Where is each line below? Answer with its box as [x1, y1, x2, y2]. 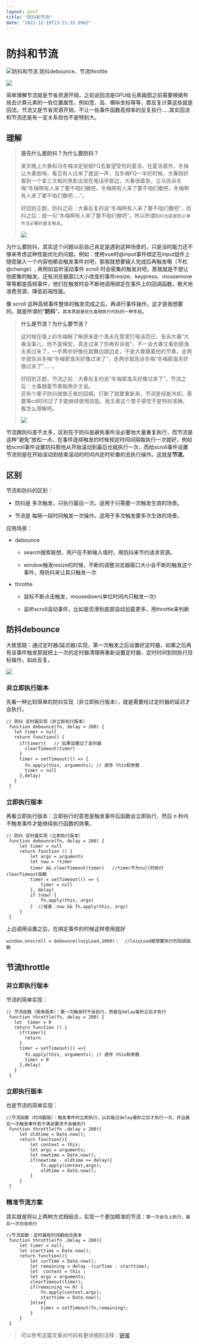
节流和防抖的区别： [6, 487, 53, 494]
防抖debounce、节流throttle [39, 68, 108, 75]
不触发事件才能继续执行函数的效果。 [6, 820, 95, 827]
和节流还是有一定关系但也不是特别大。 [6, 114, 99, 121]
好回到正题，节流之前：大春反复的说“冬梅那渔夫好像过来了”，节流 [20, 375, 182, 383]
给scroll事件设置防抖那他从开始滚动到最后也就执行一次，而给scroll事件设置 [6, 443, 188, 451]
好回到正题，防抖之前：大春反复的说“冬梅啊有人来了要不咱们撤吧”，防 [20, 205, 192, 212]
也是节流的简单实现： [6, 1102, 58, 1109]
